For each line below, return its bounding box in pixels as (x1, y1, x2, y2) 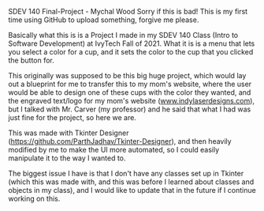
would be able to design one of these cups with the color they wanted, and (8, 88, 251, 97)
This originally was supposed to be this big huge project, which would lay (8, 71, 247, 80)
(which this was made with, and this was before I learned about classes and (8, 177, 255, 187)
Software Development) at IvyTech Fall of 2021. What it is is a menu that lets (8, 39, 255, 48)
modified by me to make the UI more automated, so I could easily (8, 145, 220, 154)
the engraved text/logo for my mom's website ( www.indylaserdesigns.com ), (8, 96, 255, 105)
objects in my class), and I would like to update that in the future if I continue (8, 186, 256, 194)
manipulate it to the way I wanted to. (8, 153, 126, 163)
